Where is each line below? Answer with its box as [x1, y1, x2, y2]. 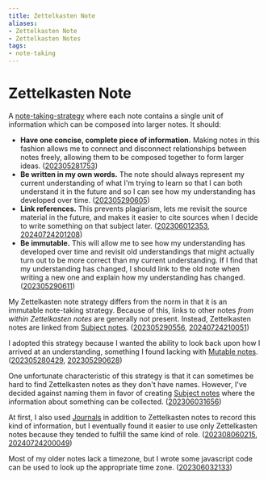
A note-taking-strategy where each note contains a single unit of [8, 111, 224, 120]
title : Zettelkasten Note [8, 11, 95, 20]
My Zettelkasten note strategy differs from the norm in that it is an [8, 297, 228, 306]
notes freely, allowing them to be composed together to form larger [19, 152, 245, 162]
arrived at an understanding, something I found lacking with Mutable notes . [8, 347, 258, 356]
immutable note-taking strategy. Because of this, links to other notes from [8, 305, 254, 315]
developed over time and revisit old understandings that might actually [19, 246, 255, 256]
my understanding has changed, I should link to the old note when [19, 263, 241, 273]
